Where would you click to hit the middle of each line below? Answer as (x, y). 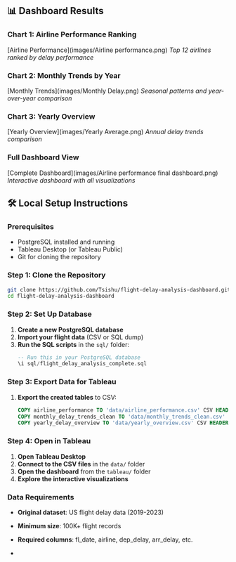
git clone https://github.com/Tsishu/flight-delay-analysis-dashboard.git (119, 289)
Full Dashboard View (43, 157)
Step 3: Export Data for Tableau (62, 382)
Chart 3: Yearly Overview (51, 116)
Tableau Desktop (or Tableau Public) (70, 249)
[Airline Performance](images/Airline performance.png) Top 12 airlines (109, 50)
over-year (22, 98)
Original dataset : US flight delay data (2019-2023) (90, 512)
